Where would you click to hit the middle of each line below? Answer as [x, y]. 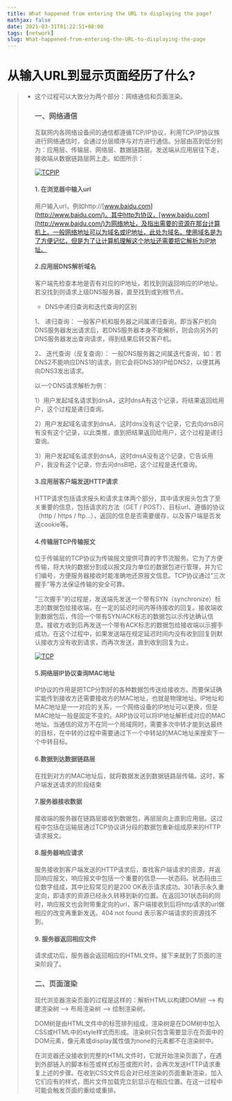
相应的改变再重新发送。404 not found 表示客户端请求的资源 [119, 912]
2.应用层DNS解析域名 [65, 266]
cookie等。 [56, 524]
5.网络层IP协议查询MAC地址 [75, 673]
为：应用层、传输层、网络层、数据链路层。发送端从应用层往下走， [128, 150]
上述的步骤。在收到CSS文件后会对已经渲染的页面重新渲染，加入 [132, 1073]
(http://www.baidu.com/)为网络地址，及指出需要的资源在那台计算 [127, 223]
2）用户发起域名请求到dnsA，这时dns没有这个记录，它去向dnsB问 [129, 423]
